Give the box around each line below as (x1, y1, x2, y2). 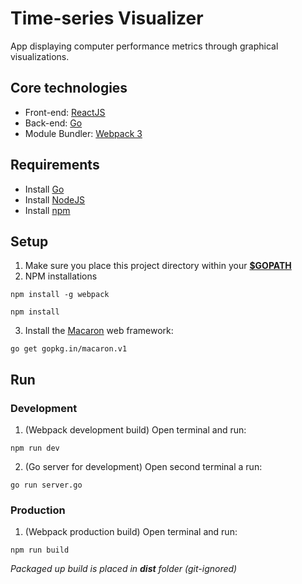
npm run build (10, 545, 70, 556)
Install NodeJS (24, 193, 86, 206)
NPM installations (24, 270, 98, 282)
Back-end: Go (24, 117, 83, 129)
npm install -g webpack (10, 290, 110, 300)
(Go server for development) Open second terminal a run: (24, 461, 263, 473)
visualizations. (10, 50, 70, 62)
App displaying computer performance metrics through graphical (10, 40, 279, 52)
